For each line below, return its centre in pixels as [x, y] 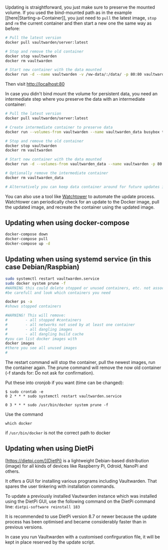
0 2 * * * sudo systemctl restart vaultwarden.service [63, 396]
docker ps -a [19, 302]
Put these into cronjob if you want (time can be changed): [64, 383]
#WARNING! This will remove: [35, 315]
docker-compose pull [27, 239]
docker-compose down [27, 234]
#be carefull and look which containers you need [58, 293]
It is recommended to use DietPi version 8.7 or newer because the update [81, 516]
